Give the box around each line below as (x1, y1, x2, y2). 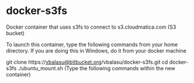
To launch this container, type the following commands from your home (6, 41, 178, 48)
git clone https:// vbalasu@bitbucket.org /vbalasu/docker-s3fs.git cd (6, 58, 168, 65)
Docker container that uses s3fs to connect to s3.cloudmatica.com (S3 (6, 23, 176, 30)
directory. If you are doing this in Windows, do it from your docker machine (6, 47, 187, 54)
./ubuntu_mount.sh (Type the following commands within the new (18, 64, 175, 71)
